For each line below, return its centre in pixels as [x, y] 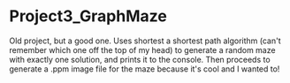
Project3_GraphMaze [88, 16]
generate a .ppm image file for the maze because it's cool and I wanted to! [145, 69]
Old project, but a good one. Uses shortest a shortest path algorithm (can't [145, 41]
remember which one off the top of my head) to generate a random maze [142, 49]
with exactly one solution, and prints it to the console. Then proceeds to [140, 59]
